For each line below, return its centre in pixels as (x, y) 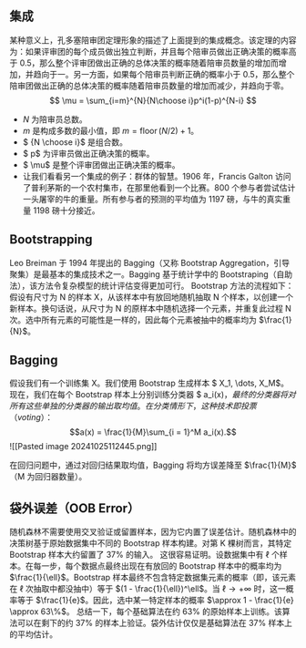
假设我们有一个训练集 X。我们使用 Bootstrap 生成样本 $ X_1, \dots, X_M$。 (149, 383)
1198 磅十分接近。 (66, 210)
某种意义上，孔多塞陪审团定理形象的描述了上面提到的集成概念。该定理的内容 (153, 40)
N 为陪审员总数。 (55, 119)
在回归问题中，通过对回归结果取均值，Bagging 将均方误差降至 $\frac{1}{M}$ (153, 465)
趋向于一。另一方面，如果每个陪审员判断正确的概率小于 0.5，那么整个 (164, 74)
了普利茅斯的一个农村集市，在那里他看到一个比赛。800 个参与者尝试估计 (159, 187)
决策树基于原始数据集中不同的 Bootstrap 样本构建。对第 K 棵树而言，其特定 (151, 543)
